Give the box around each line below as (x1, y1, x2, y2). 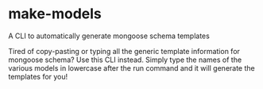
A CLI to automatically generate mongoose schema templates (8, 31, 211, 41)
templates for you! (8, 72, 68, 81)
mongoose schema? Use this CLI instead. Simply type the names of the (8, 55, 242, 64)
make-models (8, 5, 102, 23)
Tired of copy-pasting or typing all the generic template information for (8, 46, 241, 56)
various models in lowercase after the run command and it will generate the (8, 63, 256, 72)
